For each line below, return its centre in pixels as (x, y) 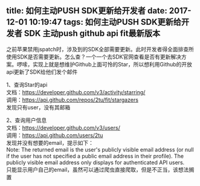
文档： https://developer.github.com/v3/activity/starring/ (76, 92)
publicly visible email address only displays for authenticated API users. (95, 162)
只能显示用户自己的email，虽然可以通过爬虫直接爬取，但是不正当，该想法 (98, 169)
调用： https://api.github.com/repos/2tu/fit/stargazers (73, 100)
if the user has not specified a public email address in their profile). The (95, 156)
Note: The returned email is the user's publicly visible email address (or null (100, 149)
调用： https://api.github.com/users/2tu (55, 135)
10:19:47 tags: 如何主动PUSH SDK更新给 (105, 22)
